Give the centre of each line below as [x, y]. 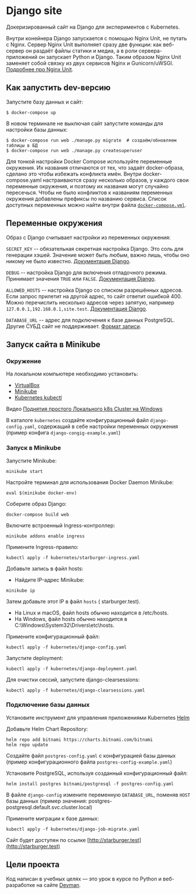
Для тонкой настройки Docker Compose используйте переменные [89, 161]
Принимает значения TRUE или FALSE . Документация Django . [81, 278]
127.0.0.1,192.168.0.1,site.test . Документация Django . [77, 309]
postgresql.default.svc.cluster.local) [49, 807]
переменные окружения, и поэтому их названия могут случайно [87, 186]
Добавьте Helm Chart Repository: [47, 729]
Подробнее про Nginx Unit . [40, 69]
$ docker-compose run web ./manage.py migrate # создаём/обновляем [91, 140]
